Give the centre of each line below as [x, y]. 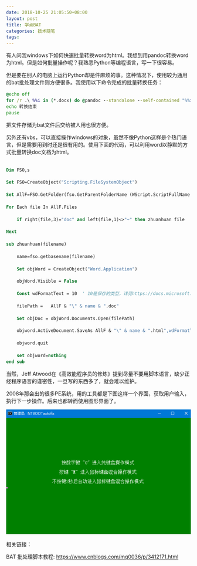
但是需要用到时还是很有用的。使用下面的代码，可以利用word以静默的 [99, 144]
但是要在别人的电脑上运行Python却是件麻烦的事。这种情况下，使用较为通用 [97, 75]
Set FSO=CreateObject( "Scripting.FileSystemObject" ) [72, 182]
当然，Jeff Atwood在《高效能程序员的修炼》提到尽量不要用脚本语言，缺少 [95, 374]
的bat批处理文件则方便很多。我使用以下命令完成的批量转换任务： [84, 83]
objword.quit [33, 343]
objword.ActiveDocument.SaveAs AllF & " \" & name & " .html [90, 331]
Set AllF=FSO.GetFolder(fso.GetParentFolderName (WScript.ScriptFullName [98, 195]
